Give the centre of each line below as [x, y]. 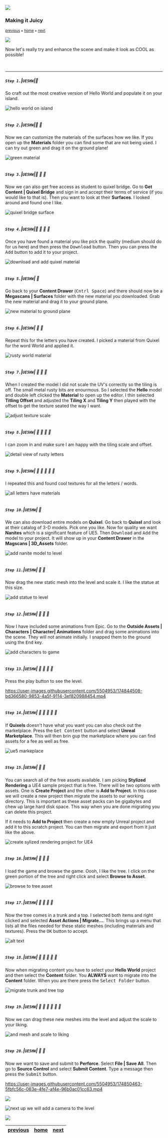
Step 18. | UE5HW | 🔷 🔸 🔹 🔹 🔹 [31, 957]
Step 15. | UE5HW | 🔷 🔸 [25, 767]
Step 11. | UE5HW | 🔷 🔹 [25, 570]
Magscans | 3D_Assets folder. [37, 543]
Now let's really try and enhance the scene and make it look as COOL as [79, 50]
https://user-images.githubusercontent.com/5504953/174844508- [74, 690]
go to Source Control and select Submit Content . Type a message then [79, 1068]
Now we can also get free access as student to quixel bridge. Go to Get [79, 187]
